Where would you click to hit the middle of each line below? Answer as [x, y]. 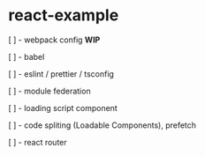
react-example [64, 15]
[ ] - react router [38, 142]
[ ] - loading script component [63, 108]
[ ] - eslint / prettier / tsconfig [61, 74]
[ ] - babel [27, 56]
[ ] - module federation [49, 91]
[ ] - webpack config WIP [54, 40]
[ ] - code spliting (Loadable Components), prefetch [102, 125]
